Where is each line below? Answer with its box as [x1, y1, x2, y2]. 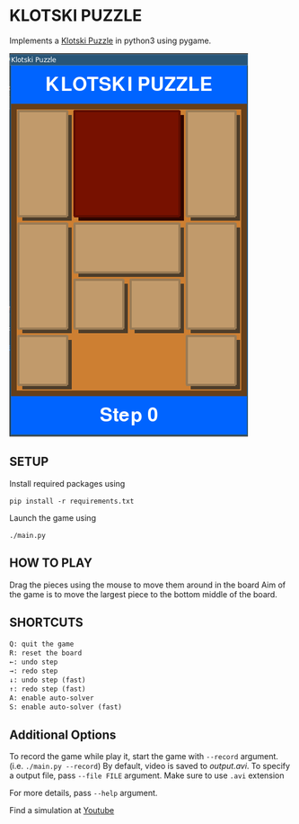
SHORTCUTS [9, 614, 84, 630]
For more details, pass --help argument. [9, 788, 158, 799]
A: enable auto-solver [9, 694, 94, 703]
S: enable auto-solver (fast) [9, 703, 123, 712]
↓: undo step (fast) [9, 676, 87, 685]
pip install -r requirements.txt [9, 497, 135, 506]
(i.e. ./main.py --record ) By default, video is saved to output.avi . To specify [9, 761, 290, 772]
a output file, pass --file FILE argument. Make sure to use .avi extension [9, 770, 285, 781]
